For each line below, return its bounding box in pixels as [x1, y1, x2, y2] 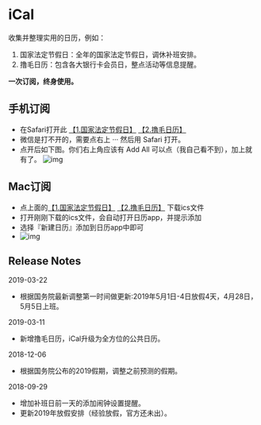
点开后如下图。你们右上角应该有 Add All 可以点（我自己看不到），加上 [19, 145, 246, 154]
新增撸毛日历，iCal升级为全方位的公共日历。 [19, 334, 165, 343]
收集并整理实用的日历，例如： [8, 33, 106, 42]
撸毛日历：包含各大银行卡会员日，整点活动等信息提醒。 [19, 60, 201, 69]
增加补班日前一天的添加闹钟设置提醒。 [19, 399, 145, 408]
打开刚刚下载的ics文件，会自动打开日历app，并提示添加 [19, 212, 202, 222]
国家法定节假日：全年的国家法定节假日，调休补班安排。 [19, 49, 201, 59]
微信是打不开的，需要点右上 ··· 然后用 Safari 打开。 [19, 134, 186, 144]
